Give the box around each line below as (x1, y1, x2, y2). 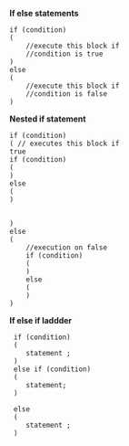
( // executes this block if (9, 139, 120, 148)
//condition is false (25, 90, 107, 99)
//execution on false (25, 243, 107, 252)
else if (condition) (13, 365, 92, 374)
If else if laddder (9, 315, 73, 325)
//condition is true (25, 49, 104, 58)
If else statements (9, 8, 79, 18)
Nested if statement (9, 113, 86, 124)
